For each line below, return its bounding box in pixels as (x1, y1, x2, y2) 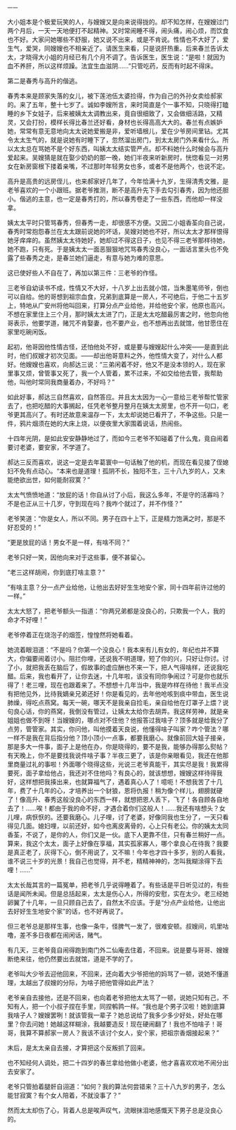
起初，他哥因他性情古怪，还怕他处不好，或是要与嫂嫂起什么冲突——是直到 (7, 342, 223, 351)
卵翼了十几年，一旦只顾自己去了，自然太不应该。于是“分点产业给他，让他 (7, 898, 220, 907)
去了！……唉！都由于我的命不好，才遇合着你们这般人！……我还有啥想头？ (7, 804, 220, 812)
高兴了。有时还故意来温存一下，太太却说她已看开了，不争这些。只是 (25, 411, 223, 418)
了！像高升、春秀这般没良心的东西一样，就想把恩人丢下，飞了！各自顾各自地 (7, 795, 229, 803)
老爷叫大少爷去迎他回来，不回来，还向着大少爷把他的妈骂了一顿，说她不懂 (7, 969, 223, 978)
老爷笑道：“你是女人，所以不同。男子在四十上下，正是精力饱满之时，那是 (7, 514, 220, 523)
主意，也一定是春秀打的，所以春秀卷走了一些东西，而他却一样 (37, 194, 216, 203)
